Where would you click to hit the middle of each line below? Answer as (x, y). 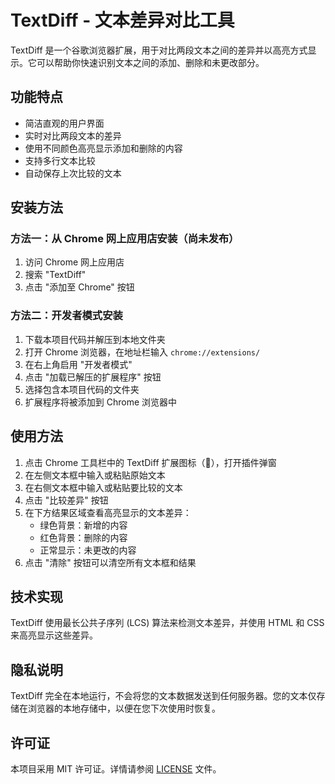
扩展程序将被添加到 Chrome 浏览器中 (101, 402)
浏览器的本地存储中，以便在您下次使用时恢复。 (124, 708)
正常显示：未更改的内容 (88, 550)
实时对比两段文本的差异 (73, 135)
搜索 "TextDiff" (55, 275)
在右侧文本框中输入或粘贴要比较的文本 (103, 487)
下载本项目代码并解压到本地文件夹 (95, 339)
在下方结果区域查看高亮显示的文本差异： (108, 512)
